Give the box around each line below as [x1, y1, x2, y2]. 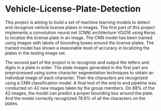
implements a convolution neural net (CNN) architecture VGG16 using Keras [5, 29, 156, 35]
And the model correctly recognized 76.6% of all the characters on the [5, 95, 146, 101]
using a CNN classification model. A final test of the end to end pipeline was [5, 80, 157, 85]
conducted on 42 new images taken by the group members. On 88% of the [5, 85, 155, 91]
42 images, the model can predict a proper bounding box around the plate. [5, 90, 154, 96]
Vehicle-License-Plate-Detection [5, 3, 141, 14]
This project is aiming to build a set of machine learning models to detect [5, 19, 150, 25]
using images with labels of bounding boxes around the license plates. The [5, 40, 154, 45]
